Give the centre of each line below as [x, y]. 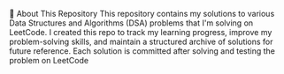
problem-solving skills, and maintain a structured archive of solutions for [141, 41]
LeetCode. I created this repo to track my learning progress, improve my [141, 32]
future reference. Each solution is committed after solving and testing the [142, 51]
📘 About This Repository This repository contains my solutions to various [142, 14]
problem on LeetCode [49, 60]
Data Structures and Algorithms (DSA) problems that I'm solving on [131, 23]
